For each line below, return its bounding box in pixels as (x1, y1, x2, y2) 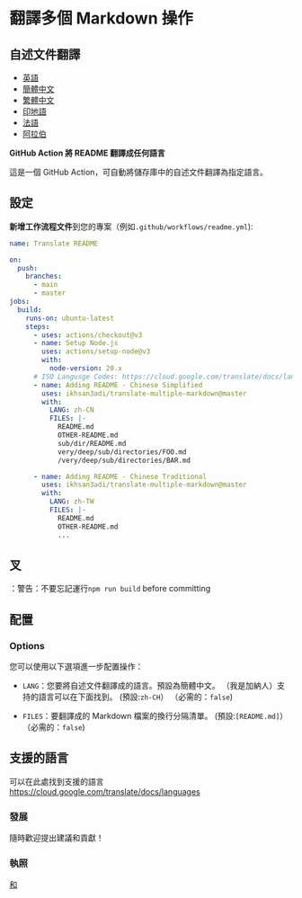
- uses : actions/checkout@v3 (32, 330, 143, 340)
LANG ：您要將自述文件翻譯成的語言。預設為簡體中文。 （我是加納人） (22, 680, 278, 691)
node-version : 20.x (49, 364, 123, 373)
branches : (25, 271, 63, 281)
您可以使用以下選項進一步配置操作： (9, 662, 144, 672)
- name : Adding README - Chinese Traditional (32, 472, 207, 481)
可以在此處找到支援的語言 (9, 776, 104, 787)
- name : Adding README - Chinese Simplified (32, 380, 203, 389)
